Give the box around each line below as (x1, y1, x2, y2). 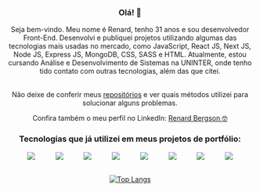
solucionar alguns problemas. (82, 98, 178, 108)
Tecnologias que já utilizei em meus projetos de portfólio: (19, 133, 241, 144)
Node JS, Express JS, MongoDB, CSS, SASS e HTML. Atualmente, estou (13, 50, 247, 60)
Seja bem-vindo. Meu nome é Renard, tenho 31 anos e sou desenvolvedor (10, 25, 250, 34)
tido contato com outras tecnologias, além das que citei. (39, 67, 221, 76)
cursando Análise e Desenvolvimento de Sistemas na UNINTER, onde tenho (8, 58, 252, 67)
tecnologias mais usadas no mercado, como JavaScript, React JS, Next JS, (9, 42, 251, 51)
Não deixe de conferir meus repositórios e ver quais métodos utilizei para (11, 90, 249, 100)
